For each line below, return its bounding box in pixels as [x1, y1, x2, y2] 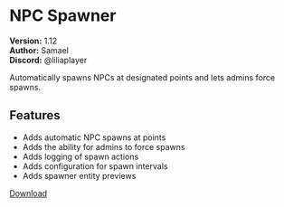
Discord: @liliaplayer [9, 54, 88, 65]
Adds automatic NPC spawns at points [22, 132, 166, 143]
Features [9, 108, 61, 123]
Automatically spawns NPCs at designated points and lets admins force [9, 71, 276, 82]
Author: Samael [9, 44, 70, 55]
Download [9, 187, 48, 199]
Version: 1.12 [9, 35, 57, 46]
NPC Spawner [9, 5, 117, 26]
